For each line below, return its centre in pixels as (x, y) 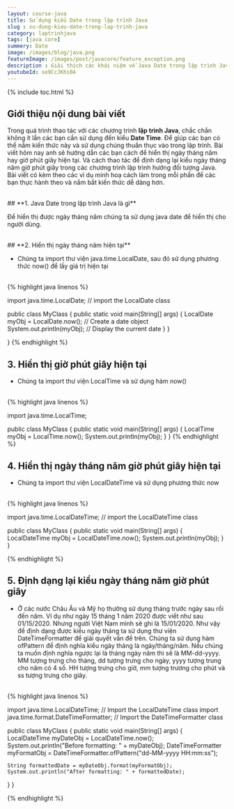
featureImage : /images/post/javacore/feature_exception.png (96, 59)
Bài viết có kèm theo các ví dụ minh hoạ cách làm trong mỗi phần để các (111, 175)
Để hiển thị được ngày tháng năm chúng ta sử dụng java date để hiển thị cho (117, 217)
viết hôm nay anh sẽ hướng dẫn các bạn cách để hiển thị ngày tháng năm (112, 153)
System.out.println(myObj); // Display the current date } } (89, 329)
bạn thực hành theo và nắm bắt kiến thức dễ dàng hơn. (86, 183)
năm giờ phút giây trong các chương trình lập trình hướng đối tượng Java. (112, 167)
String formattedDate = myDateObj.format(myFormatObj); (90, 765)
